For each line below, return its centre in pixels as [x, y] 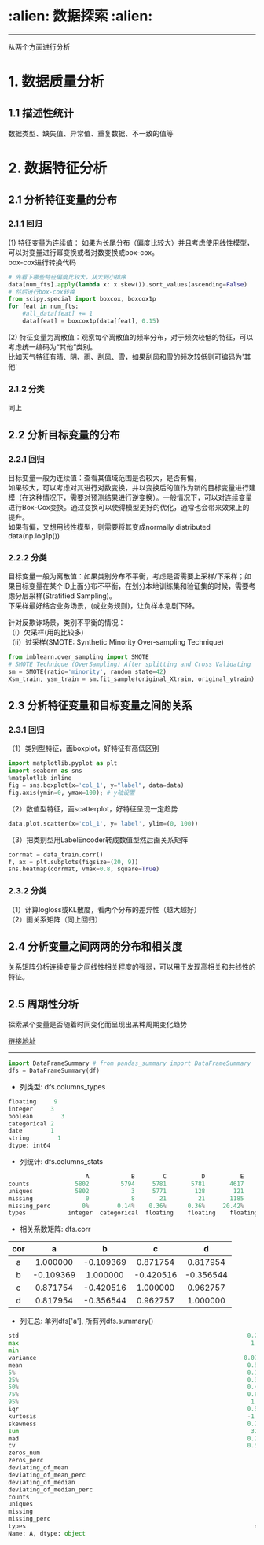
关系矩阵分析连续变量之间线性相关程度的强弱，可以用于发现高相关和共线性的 [132, 967]
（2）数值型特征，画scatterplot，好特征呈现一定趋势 [93, 808]
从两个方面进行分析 [39, 46]
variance [22, 1358]
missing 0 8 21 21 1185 [126, 1198]
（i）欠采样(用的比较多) [46, 632]
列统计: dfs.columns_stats [61, 1162]
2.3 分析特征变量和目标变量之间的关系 [100, 706]
